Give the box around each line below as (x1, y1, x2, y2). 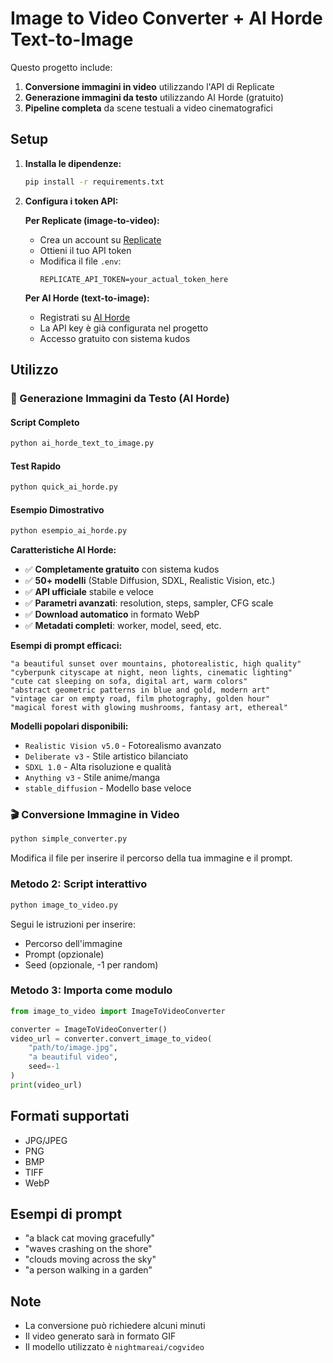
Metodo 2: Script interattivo (10, 877, 148, 891)
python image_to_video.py (10, 900, 118, 910)
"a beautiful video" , (28, 1052, 118, 1062)
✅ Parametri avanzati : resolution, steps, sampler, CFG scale (24, 597, 274, 609)
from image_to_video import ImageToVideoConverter (10, 1006, 226, 1016)
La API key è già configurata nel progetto (39, 322, 209, 334)
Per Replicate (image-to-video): (24, 214, 160, 226)
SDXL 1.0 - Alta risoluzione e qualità (24, 761, 172, 773)
